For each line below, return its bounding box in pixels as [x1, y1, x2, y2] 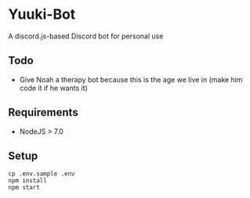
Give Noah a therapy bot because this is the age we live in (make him [19, 74, 243, 84]
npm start [8, 184, 41, 192]
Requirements [8, 106, 78, 119]
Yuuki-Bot [8, 5, 76, 23]
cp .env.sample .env [8, 170, 76, 178]
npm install [8, 177, 47, 185]
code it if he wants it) [19, 83, 89, 92]
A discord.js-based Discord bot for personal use [8, 31, 164, 41]
